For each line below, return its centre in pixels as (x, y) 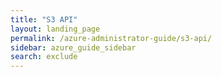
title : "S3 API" (44, 19)
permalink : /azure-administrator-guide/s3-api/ (111, 38)
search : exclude (44, 57)
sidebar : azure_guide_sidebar (73, 47)
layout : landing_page (55, 29)
